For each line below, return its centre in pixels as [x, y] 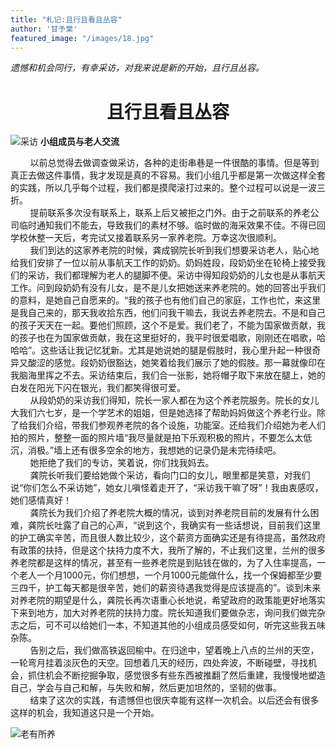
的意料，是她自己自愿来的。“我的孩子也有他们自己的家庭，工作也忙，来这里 [166, 300]
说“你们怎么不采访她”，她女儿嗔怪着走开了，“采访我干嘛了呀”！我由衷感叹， [167, 488]
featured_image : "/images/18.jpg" [82, 38]
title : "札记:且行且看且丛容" [66, 19]
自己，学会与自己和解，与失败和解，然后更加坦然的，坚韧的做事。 [146, 688]
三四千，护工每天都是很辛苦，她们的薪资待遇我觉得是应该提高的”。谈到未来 [166, 588]
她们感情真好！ [41, 500]
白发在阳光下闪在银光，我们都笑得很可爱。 [98, 388]
